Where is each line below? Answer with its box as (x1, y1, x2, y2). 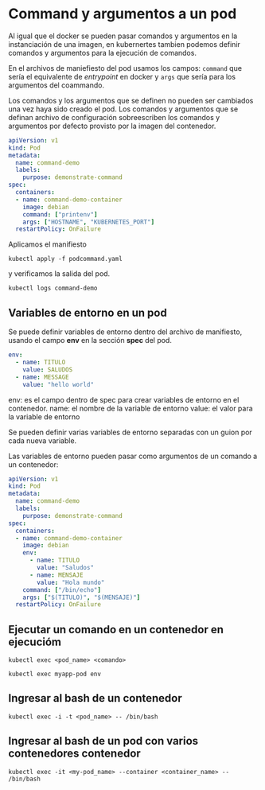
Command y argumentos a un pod (8, 5, 237, 23)
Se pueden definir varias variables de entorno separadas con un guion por (8, 427, 252, 437)
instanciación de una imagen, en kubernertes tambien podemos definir (8, 39, 241, 49)
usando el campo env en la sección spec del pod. (8, 336, 173, 345)
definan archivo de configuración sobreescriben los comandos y (8, 112, 220, 122)
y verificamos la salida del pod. (8, 269, 111, 278)
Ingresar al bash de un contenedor (8, 691, 182, 705)
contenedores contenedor (8, 747, 141, 761)
